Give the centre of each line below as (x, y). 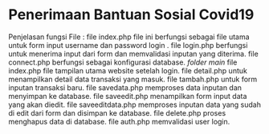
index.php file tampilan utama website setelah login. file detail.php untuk (128, 70)
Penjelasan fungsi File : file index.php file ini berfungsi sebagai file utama (129, 37)
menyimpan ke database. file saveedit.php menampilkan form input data (128, 96)
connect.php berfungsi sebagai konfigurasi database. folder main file (123, 62)
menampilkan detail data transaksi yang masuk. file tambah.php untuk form (133, 79)
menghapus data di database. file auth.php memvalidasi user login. (119, 121)
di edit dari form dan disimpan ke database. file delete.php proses (117, 112)
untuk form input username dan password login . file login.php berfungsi (128, 45)
